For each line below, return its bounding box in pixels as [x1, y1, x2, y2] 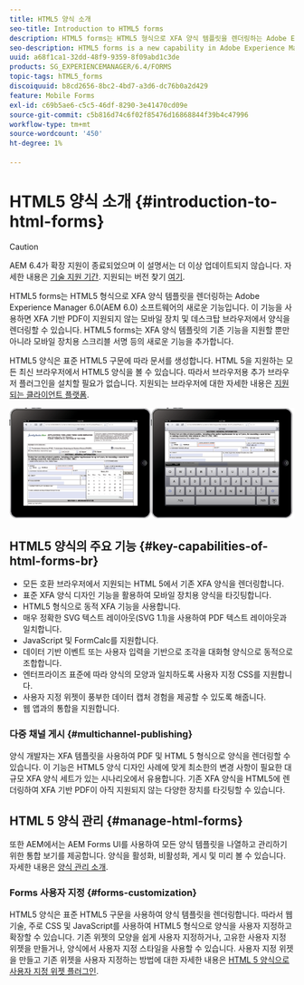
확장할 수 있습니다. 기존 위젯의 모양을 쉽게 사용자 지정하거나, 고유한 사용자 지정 [9, 932, 287, 942]
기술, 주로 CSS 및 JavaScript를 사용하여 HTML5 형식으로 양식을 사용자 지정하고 [9, 920, 292, 931]
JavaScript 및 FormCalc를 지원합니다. [22, 635, 159, 646]
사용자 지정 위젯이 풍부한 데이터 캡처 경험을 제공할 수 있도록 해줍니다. [22, 691, 267, 702]
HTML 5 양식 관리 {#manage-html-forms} [9, 813, 243, 828]
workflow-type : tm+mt [9, 120, 91, 129]
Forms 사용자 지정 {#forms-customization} [9, 886, 197, 899]
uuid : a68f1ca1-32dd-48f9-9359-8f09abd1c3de [9, 53, 180, 63]
